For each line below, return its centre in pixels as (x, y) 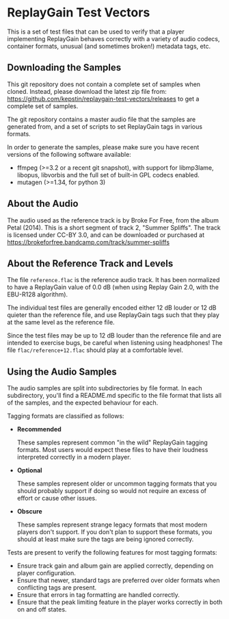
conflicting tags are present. (57, 588)
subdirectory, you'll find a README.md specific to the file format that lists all (114, 396)
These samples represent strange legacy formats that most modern (112, 525)
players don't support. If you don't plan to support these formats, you (114, 532)
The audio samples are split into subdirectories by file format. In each (105, 388)
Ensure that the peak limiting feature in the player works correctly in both (120, 602)
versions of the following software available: (69, 154)
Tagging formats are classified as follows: (66, 416)
